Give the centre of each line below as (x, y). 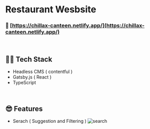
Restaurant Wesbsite (51, 10)
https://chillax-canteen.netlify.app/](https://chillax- (78, 26)
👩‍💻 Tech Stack (29, 59)
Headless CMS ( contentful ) (42, 72)
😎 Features (24, 109)
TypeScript (24, 83)
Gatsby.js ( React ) (32, 77)
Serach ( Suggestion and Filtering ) (50, 121)
